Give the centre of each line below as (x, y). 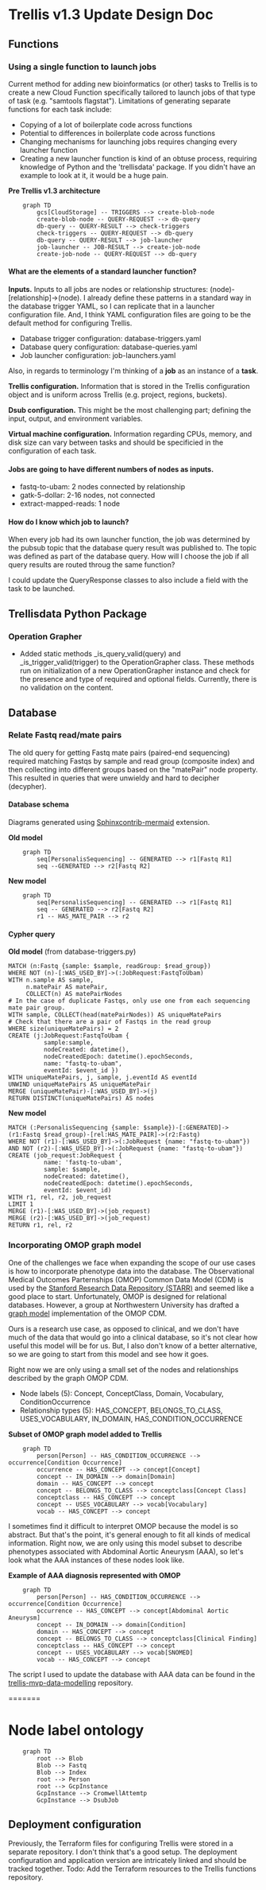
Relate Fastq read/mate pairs (65, 735)
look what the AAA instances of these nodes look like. (96, 1560)
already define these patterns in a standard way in (169, 298)
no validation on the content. (66, 688)
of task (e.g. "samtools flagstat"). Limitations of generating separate (120, 100)
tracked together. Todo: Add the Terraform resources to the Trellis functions (132, 1869)
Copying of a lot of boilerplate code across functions (106, 124)
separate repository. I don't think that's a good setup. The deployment (123, 1852)
